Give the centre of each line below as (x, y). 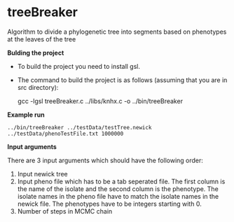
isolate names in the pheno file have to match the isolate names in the (118, 196)
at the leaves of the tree (42, 39)
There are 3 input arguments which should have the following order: (105, 160)
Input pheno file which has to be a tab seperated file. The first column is (121, 181)
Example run (26, 115)
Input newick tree (42, 174)
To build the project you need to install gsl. (79, 66)
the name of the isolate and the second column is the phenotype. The (118, 189)
